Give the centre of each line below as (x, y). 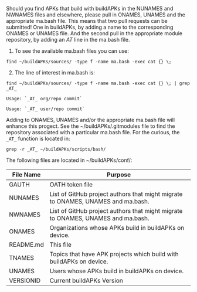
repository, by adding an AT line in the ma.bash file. (68, 40)
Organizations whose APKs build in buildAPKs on (117, 228)
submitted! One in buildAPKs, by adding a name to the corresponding (90, 27)
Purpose (119, 174)
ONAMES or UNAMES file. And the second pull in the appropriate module (94, 33)
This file (61, 245)
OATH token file (71, 184)
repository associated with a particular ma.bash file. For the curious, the (93, 132)
